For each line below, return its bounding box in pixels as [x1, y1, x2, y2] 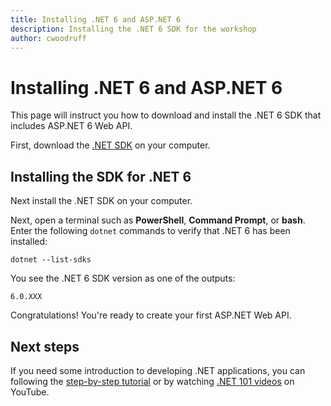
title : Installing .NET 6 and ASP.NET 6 [10, 14, 182, 25]
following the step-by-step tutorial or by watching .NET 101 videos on [10, 375, 295, 387]
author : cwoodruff [10, 33, 87, 43]
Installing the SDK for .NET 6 [10, 168, 192, 185]
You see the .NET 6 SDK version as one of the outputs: [10, 272, 236, 285]
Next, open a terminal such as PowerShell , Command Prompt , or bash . [10, 214, 306, 226]
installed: [10, 236, 48, 248]
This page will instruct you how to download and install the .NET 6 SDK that [10, 109, 322, 121]
